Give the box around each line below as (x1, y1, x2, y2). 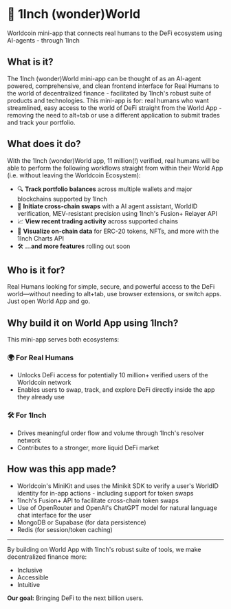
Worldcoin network (16, 378, 71, 387)
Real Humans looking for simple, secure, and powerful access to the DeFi (7, 283, 215, 291)
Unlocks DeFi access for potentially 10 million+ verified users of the (16, 371, 208, 379)
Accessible (16, 573, 49, 582)
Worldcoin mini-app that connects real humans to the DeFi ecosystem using (7, 29, 223, 37)
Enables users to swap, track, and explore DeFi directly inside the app (16, 386, 215, 394)
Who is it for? (7, 264, 65, 276)
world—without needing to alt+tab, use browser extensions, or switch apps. (7, 290, 222, 298)
